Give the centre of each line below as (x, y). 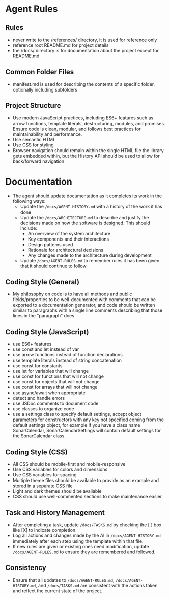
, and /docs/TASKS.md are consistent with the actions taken (96, 585)
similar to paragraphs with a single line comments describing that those (88, 310)
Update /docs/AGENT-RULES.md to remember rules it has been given (90, 260)
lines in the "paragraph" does (44, 316)
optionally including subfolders (45, 89)
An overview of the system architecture (69, 233)
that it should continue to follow (53, 266)
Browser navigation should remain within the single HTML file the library (88, 150)
